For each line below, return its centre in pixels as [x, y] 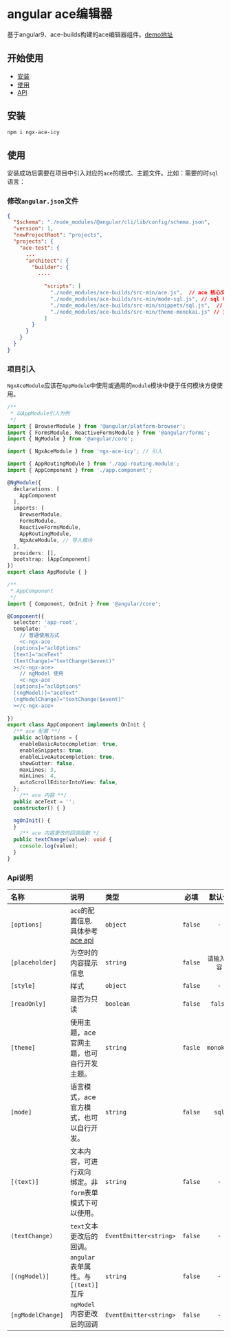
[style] [23, 986]
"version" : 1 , [33, 229]
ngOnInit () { [32, 820]
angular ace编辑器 [60, 14]
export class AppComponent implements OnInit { [77, 725]
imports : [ [29, 508]
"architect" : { [47, 261]
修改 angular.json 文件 [43, 202]
